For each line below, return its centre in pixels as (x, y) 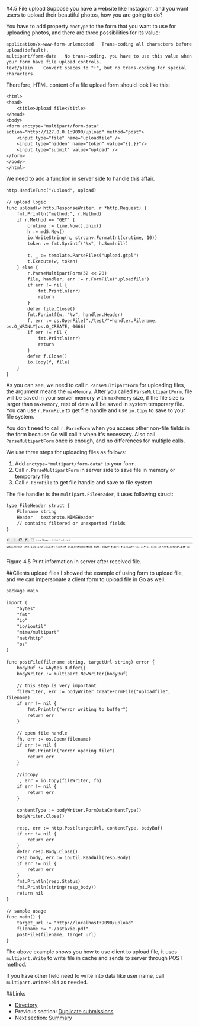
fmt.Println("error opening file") (71, 751)
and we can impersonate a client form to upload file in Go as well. (86, 579)
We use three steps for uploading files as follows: (66, 452)
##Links (16, 994)
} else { (28, 267)
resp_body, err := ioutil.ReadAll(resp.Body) (74, 858)
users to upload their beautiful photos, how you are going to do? (84, 15)
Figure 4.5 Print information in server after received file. (74, 562)
